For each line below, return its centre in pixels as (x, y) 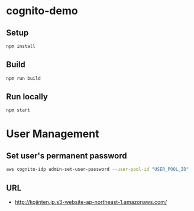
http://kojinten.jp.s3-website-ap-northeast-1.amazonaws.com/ (91, 202)
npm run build (24, 78)
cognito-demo (42, 11)
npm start (18, 111)
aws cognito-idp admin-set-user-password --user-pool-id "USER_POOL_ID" (98, 170)
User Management (53, 134)
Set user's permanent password (67, 156)
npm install (21, 46)
